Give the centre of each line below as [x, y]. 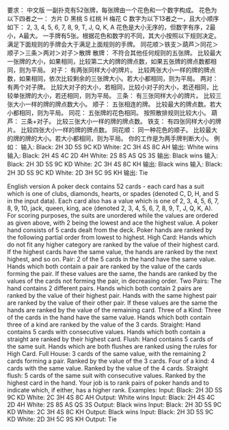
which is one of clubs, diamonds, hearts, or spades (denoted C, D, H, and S [113, 193]
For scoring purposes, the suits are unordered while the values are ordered [113, 215]
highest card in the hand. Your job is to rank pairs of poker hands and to [108, 383]
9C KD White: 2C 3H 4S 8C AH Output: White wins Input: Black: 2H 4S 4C [111, 397]
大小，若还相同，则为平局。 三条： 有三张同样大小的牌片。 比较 [126, 96]
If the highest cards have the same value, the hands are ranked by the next [112, 252]
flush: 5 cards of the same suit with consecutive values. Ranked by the [107, 376]
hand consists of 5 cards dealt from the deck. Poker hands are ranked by [110, 230]
